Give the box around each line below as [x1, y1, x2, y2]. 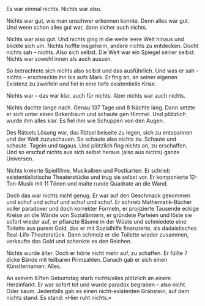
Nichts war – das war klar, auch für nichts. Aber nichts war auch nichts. [6, 92, 185, 99]
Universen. [6, 155, 34, 162]
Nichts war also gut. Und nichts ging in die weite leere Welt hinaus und [6, 36, 185, 42]
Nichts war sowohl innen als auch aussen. [6, 55, 112, 62]
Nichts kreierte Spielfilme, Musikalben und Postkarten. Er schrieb [6, 167, 170, 174]
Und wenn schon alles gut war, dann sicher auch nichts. [6, 24, 148, 31]
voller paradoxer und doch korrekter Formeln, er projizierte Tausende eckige [6, 205, 199, 212]
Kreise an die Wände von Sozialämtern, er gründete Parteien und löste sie [6, 211, 193, 219]
